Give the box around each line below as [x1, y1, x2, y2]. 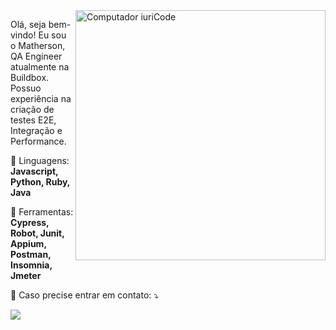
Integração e [10, 125, 63, 136]
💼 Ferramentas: [10, 206, 74, 218]
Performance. [10, 135, 67, 147]
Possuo [10, 82, 42, 94]
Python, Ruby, [10, 176, 71, 188]
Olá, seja [10, 19, 47, 30]
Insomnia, [10, 259, 53, 271]
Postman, [10, 249, 52, 260]
